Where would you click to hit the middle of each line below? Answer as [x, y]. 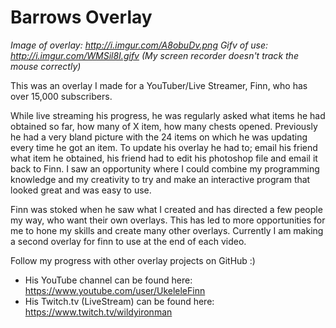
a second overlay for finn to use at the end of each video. [128, 241]
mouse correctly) [46, 66]
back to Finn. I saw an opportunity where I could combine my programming [165, 168]
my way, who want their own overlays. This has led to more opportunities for [168, 220]
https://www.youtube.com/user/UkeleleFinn [115, 290]
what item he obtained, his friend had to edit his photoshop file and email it [164, 158]
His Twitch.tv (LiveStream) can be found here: [119, 301]
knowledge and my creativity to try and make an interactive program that [160, 179]
